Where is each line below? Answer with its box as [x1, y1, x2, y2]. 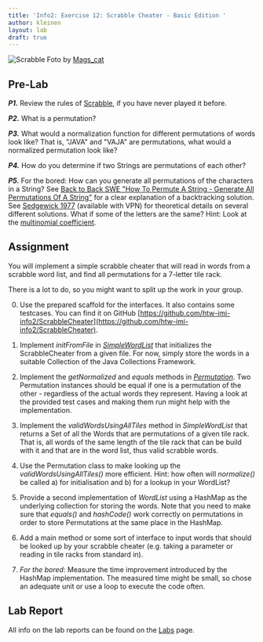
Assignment [8, 240, 69, 254]
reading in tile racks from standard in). [19, 549, 144, 559]
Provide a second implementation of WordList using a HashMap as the [19, 492, 247, 502]
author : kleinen [8, 19, 61, 27]
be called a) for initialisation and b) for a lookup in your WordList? [19, 477, 231, 487]
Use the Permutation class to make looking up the [19, 461, 181, 470]
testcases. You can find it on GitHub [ [19, 308, 141, 318]
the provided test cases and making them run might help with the [19, 397, 231, 407]
